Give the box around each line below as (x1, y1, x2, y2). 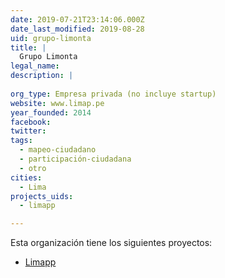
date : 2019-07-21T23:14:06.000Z (10, 14, 145, 25)
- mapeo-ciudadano (19, 145, 97, 155)
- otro (19, 163, 47, 173)
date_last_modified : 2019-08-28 (10, 24, 145, 34)
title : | (10, 42, 47, 53)
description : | (10, 71, 74, 81)
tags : (10, 136, 33, 146)
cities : (10, 172, 43, 183)
